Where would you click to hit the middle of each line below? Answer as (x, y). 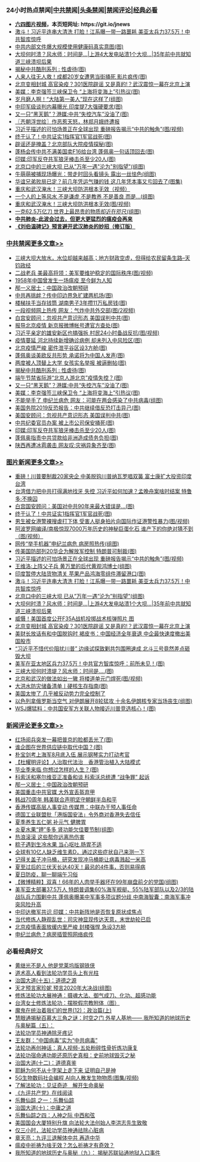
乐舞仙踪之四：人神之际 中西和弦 (55, 1115)
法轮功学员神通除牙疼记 (44, 1033)
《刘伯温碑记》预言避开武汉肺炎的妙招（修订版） (75, 227)
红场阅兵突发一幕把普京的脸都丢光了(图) (64, 740)
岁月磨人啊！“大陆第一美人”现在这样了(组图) (69, 99)
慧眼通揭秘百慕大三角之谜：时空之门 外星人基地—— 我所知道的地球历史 (103, 1018)
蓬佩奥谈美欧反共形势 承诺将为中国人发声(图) (70, 355)
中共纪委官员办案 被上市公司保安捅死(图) (64, 422)
